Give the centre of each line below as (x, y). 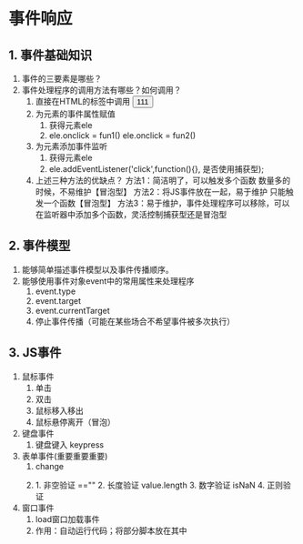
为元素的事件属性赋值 (75, 114)
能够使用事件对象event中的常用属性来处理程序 (108, 281)
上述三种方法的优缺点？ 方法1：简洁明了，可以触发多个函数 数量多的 (163, 180)
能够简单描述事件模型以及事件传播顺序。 (97, 269)
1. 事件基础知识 (50, 55)
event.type (56, 291)
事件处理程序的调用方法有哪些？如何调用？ (101, 90)
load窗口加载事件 (67, 519)
